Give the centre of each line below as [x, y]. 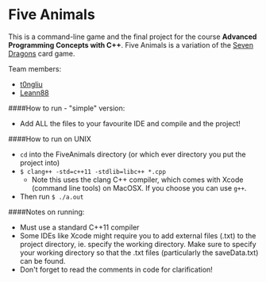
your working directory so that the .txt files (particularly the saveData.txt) [139, 253]
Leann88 [34, 92]
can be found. [42, 261]
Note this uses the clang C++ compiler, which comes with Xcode [137, 180]
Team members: [35, 68]
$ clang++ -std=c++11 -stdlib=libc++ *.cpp [93, 172]
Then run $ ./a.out [52, 196]
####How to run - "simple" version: [67, 108]
